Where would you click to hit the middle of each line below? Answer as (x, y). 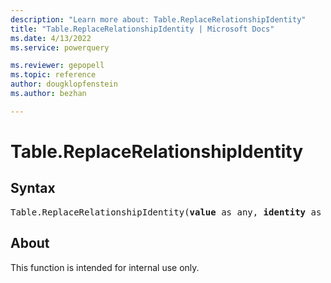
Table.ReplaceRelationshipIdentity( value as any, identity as (166, 212)
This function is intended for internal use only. (105, 267)
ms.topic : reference (53, 75)
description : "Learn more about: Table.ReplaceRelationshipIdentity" (158, 19)
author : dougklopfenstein (64, 84)
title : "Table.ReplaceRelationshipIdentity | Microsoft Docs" (142, 29)
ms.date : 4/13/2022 (51, 38)
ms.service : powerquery (60, 47)
